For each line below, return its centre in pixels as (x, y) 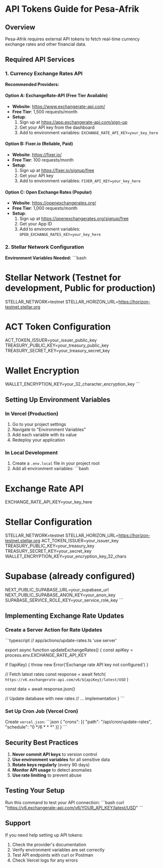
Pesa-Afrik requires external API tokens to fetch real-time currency (72, 39)
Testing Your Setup (35, 791)
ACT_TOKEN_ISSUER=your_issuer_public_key (51, 340)
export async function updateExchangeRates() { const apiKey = (69, 650)
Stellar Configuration (48, 522)
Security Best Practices (42, 742)
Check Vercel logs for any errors (45, 860)
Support (18, 823)
